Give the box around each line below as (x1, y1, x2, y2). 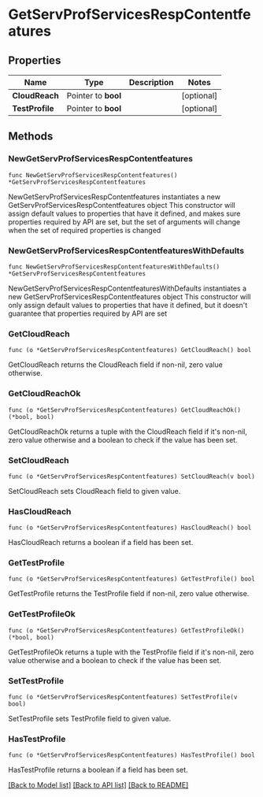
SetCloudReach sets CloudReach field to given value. (8, 486, 181, 495)
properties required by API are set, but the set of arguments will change (8, 217, 241, 226)
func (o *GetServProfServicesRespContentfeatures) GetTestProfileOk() (8, 626, 245, 635)
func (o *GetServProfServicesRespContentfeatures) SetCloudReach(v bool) (8, 473, 256, 480)
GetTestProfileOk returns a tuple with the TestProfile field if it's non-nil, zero (8, 647, 254, 657)
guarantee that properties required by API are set (8, 309, 168, 318)
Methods (8, 130, 54, 143)
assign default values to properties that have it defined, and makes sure (8, 209, 241, 218)
